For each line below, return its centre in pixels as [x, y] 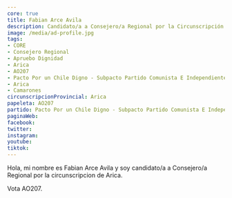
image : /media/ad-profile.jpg [51, 33]
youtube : [20, 142]
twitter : [20, 129]
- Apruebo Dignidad [35, 59]
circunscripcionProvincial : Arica [57, 97]
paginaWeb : [23, 116]
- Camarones [24, 90]
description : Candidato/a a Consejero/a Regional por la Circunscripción [116, 26]
